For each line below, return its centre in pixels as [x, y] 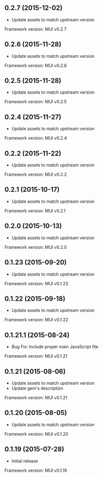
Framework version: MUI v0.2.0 [36, 247]
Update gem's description [37, 388]
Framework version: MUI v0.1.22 [36, 320]
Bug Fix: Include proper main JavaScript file [55, 347]
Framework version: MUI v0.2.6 [36, 66]
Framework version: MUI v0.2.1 [35, 211]
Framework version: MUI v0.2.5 [36, 102]
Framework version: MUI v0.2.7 [36, 29]
